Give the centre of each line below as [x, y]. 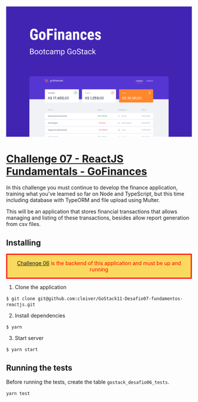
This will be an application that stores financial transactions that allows [92, 212]
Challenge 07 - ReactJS [65, 158]
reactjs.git [21, 305]
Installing [24, 243]
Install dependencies [40, 316]
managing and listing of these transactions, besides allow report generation [98, 218]
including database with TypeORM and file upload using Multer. [83, 200]
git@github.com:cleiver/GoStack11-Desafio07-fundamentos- [110, 299]
